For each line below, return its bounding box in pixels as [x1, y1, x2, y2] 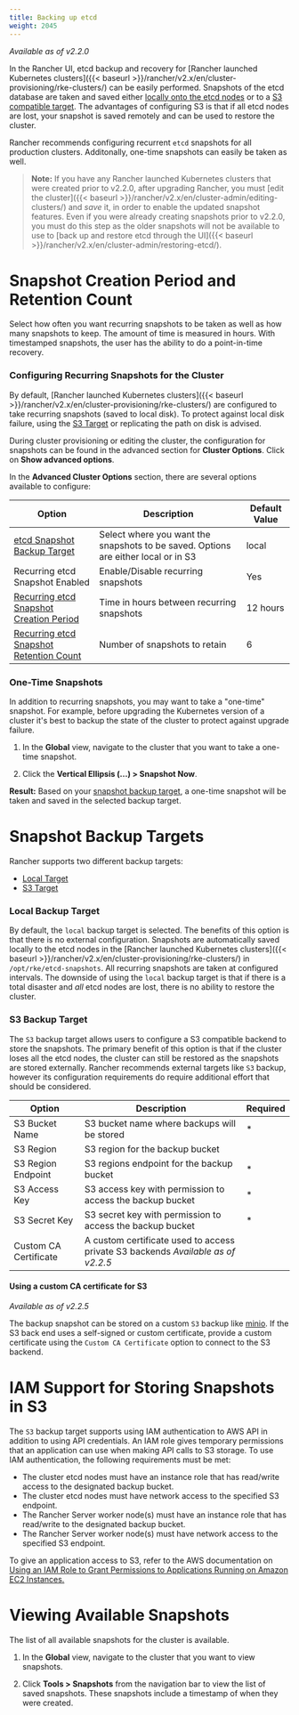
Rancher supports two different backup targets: [9, 855, 184, 866]
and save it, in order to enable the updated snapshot [68, 201, 261, 212]
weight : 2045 [9, 21, 58, 30]
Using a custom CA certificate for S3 [9, 1281, 148, 1291]
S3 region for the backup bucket [84, 1143, 220, 1155]
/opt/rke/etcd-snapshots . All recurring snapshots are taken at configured [9, 963, 279, 974]
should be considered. [9, 1080, 92, 1091]
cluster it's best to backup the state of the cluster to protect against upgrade [9, 716, 289, 726]
